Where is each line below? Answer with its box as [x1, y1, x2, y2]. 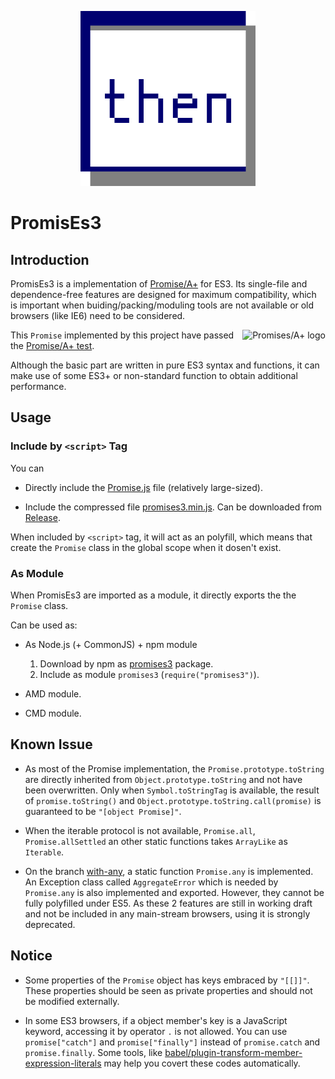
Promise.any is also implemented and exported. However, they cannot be [24, 886, 325, 898]
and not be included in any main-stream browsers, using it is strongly [24, 907, 311, 920]
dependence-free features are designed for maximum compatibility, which [10, 289, 317, 300]
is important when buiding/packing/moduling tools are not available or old [10, 299, 315, 311]
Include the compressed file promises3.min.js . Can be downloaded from [24, 501, 323, 513]
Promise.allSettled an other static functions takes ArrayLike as [24, 835, 288, 847]
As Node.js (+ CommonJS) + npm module [24, 638, 198, 650]
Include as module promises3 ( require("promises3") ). [39, 668, 260, 680]
